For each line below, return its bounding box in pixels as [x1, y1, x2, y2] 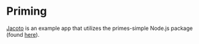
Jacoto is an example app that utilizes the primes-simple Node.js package [6, 24, 193, 32]
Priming [6, 4, 47, 18]
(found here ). [6, 31, 40, 38]
